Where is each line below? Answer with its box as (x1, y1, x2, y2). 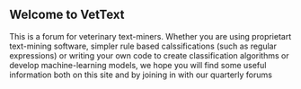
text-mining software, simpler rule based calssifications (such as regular (9, 40, 277, 51)
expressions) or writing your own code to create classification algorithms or (9, 49, 289, 61)
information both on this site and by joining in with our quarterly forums (9, 69, 272, 80)
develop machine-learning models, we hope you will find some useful (9, 59, 267, 70)
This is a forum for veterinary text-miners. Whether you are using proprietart (9, 31, 292, 41)
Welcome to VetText (9, 7, 125, 22)
